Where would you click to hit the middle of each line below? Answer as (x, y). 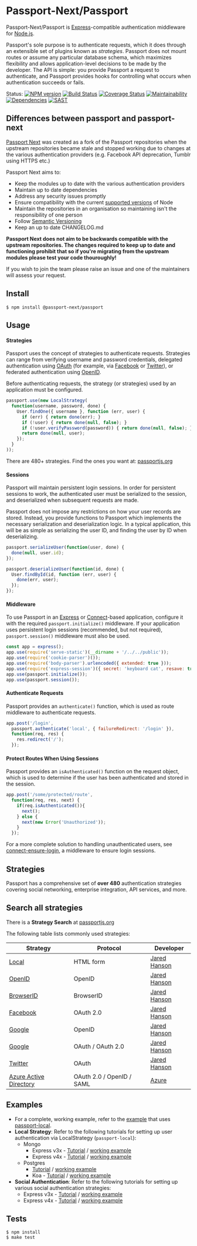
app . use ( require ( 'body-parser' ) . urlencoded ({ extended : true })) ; (89, 663)
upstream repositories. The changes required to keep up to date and (91, 245)
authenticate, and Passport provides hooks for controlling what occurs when (98, 76)
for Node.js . (20, 33)
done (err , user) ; (38, 580)
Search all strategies (45, 908)
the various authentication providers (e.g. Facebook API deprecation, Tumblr (98, 154)
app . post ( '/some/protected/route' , (50, 795)
